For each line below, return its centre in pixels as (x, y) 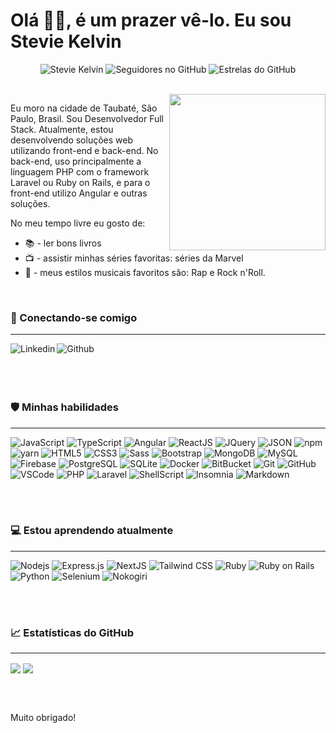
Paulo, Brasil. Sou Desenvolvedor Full (87, 118)
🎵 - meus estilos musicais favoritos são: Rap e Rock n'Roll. (145, 272)
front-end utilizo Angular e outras (79, 193)
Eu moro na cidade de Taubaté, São (84, 108)
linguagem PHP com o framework (80, 171)
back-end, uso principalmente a (76, 161)
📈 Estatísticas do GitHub (72, 632)
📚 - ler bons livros (63, 243)
